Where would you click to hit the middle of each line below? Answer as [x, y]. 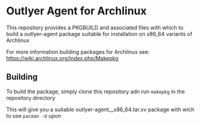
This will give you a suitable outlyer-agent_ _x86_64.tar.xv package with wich [100, 109]
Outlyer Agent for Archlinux [76, 11]
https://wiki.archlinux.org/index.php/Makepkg [62, 58]
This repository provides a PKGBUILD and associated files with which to [95, 28]
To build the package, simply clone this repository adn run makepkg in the [96, 92]
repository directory [31, 97]
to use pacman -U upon [34, 115]
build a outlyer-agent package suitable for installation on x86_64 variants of [99, 33]
